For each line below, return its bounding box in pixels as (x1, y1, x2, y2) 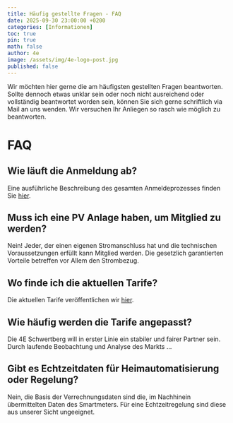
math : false (7, 43, 42, 50)
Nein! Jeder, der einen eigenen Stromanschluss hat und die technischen (7, 242, 217, 250)
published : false (7, 63, 59, 70)
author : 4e (7, 50, 40, 57)
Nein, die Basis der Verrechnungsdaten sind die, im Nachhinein (7, 393, 191, 401)
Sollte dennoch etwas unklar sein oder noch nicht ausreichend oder (7, 90, 205, 98)
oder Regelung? (7, 374, 79, 386)
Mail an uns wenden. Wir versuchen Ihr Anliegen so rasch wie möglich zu (7, 105, 221, 113)
